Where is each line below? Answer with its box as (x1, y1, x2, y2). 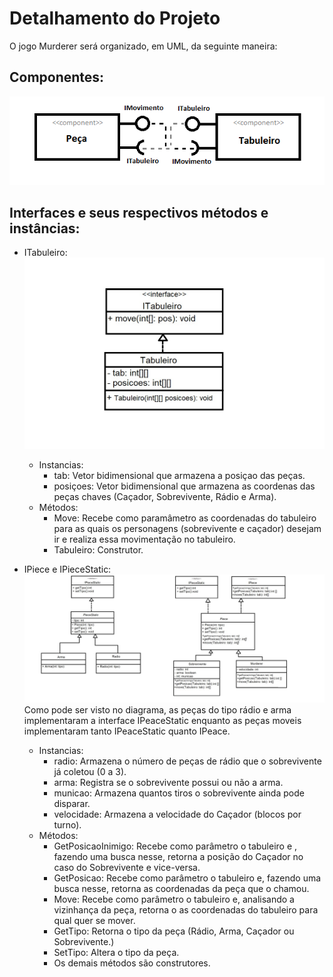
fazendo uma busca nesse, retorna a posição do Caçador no (53, 851, 304, 863)
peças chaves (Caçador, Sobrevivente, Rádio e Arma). (53, 490, 277, 502)
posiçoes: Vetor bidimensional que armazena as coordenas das (53, 480, 316, 492)
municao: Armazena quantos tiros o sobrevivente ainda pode (53, 787, 305, 799)
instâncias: (9, 220, 81, 237)
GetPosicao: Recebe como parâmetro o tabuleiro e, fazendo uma (53, 872, 322, 884)
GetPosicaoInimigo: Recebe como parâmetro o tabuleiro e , (53, 840, 298, 852)
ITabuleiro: (23, 247, 68, 259)
